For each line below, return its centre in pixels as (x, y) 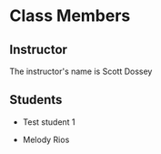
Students (36, 100)
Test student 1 (49, 122)
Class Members (70, 16)
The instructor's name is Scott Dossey (81, 71)
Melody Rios (46, 139)
